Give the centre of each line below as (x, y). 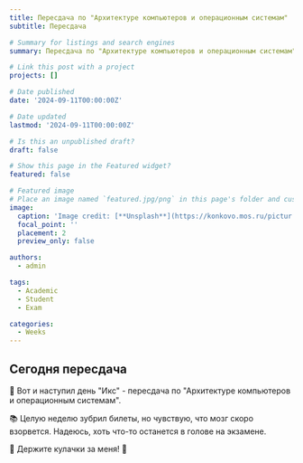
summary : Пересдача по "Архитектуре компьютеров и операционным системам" (153, 51)
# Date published (42, 92)
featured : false (40, 175)
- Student (36, 299)
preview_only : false (56, 241)
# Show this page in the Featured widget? (90, 166)
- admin (32, 266)
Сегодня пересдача (69, 369)
